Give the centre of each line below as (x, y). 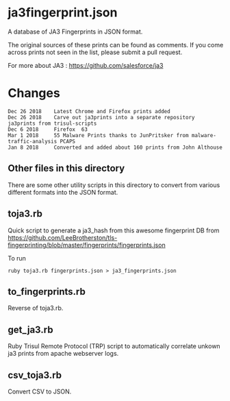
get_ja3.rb (30, 329)
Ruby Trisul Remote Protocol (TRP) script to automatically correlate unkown (114, 346)
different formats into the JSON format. (63, 192)
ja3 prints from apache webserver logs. (63, 354)
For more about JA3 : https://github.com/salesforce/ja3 (86, 65)
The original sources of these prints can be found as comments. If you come (116, 45)
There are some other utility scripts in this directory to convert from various (114, 185)
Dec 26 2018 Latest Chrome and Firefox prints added (89, 111)
